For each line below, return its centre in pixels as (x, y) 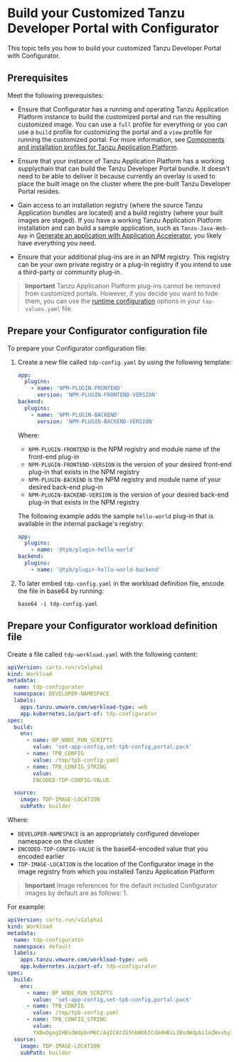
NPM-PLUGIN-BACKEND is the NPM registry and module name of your (124, 479)
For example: (27, 907)
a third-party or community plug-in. (70, 272)
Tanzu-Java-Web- (205, 228)
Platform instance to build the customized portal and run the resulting (119, 116)
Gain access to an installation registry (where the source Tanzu (110, 205)
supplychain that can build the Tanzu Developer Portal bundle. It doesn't (123, 168)
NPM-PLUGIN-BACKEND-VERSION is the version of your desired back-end (128, 495)
